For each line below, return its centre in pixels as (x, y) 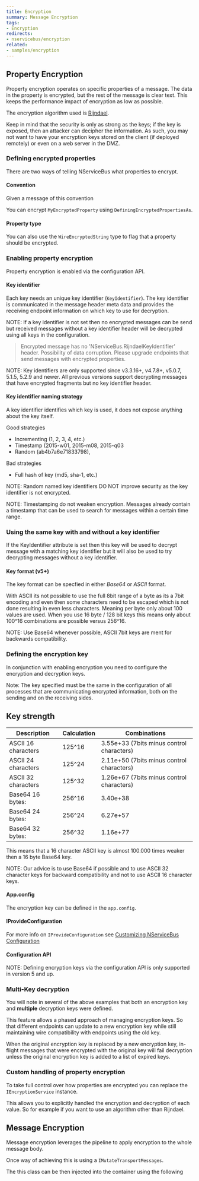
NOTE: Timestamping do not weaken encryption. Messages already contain (98, 504)
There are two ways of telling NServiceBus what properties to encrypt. (92, 171)
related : (17, 45)
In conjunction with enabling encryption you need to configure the (87, 667)
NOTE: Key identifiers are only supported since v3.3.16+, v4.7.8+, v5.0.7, (94, 370)
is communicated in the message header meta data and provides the (90, 304)
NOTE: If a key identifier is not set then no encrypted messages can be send (99, 322)
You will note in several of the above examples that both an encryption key (97, 1002)
